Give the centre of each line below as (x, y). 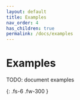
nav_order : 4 (22, 23)
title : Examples (26, 17)
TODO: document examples (40, 80)
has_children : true (30, 28)
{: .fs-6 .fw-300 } (27, 91)
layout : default (26, 12)
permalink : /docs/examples (40, 34)
